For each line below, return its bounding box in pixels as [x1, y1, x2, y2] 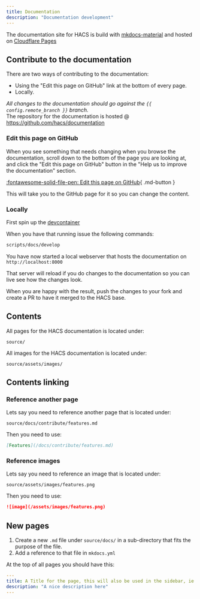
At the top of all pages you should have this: [6, 561, 115, 568]
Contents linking [6, 377, 69, 387]
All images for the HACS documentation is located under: [6, 349, 147, 357]
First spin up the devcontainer [6, 218, 80, 225]
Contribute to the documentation [6, 55, 132, 65]
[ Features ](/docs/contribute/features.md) [6, 443, 114, 449]
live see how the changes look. [6, 276, 83, 283]
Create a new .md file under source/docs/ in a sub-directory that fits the [14, 537, 191, 544]
